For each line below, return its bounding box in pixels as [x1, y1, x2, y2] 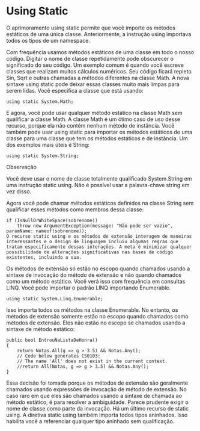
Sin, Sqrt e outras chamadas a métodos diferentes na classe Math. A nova [6, 74, 189, 81]
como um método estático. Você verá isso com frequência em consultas [6, 278, 186, 285]
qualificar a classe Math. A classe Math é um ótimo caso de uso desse [6, 116, 181, 123]
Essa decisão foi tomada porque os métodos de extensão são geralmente [6, 379, 188, 386]
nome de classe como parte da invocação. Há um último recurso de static [6, 405, 189, 412]
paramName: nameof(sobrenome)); [6, 228, 87, 234]
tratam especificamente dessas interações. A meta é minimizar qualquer [6, 244, 192, 250]
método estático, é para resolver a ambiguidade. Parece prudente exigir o [6, 398, 189, 406]
